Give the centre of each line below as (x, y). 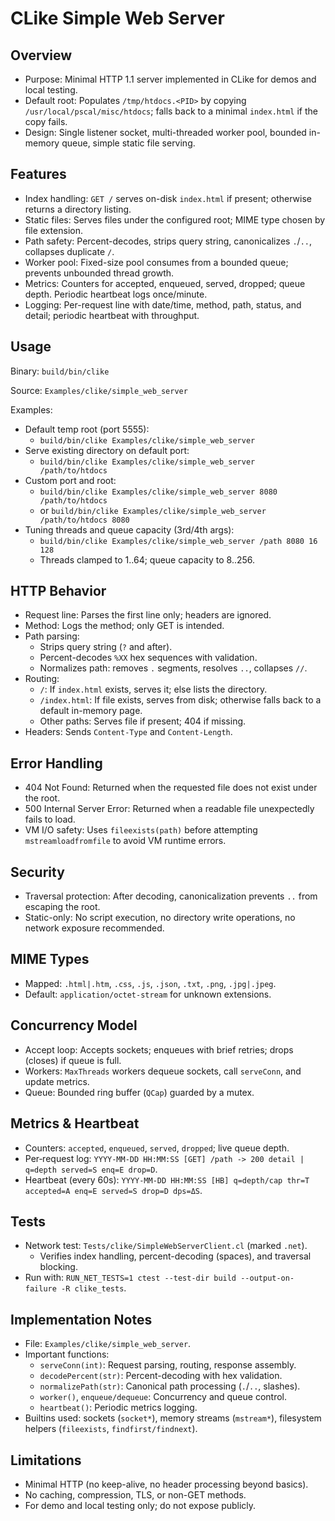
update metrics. (57, 1081)
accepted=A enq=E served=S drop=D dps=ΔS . (113, 1190)
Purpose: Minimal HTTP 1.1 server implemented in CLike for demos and (170, 79)
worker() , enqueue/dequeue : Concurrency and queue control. (163, 1397)
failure (40, 1289)
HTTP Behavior (58, 591)
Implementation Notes (81, 1319)
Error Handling (56, 763)
